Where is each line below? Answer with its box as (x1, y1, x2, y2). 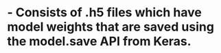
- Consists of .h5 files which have (7, 5, 202, 20)
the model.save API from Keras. (7, 34, 191, 49)
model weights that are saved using (7, 19, 215, 35)
